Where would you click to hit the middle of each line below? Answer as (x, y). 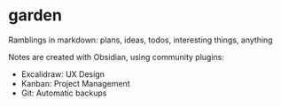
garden (35, 15)
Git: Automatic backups (64, 93)
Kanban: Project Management (75, 83)
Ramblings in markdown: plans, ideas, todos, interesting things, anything (140, 40)
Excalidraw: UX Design (63, 74)
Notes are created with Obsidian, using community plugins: (117, 57)
